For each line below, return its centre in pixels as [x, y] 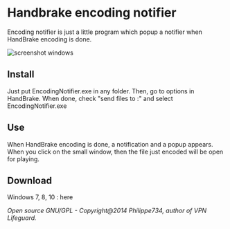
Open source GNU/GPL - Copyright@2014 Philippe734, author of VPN [107, 211]
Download [29, 180]
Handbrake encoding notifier [92, 13]
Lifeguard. [22, 218]
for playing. [24, 159]
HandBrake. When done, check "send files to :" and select [90, 98]
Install [21, 74]
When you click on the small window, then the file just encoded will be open [115, 152]
